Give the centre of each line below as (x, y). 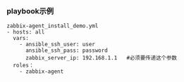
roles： (24, 66)
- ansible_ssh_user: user (57, 45)
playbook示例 (30, 11)
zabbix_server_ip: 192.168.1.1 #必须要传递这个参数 (101, 58)
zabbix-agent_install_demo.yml (53, 26)
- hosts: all (26, 32)
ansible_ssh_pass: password (67, 50)
